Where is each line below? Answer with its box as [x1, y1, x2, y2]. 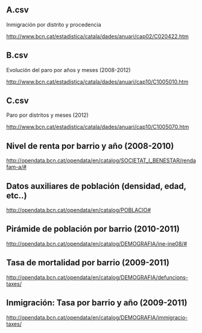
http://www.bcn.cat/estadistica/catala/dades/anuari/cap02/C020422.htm [6, 33, 189, 40]
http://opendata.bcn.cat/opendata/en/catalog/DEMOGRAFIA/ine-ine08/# [6, 240, 188, 247]
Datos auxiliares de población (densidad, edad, [6, 181, 187, 191]
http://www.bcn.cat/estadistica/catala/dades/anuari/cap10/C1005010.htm [6, 78, 189, 85]
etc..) [6, 190, 27, 200]
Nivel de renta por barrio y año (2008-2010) [6, 140, 174, 151]
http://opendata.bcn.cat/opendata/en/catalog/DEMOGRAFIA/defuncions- [6, 274, 189, 281]
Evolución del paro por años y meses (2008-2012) [6, 66, 131, 73]
